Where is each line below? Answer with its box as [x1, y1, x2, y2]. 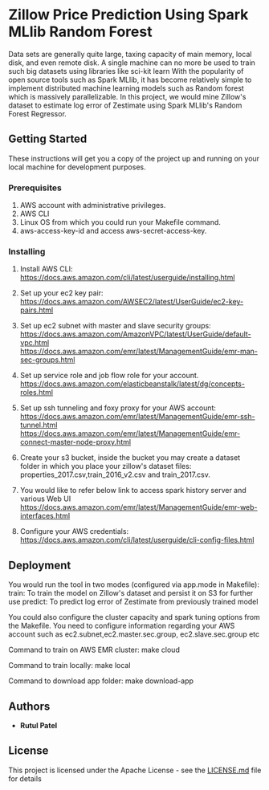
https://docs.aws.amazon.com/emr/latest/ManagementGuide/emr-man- [19, 347, 259, 356]
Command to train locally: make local [8, 661, 131, 670]
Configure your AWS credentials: [19, 527, 129, 536]
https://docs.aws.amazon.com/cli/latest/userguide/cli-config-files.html [19, 535, 255, 545]
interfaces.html [19, 511, 71, 521]
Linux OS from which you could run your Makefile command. [19, 218, 221, 227]
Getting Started [8, 132, 88, 146]
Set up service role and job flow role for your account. [19, 371, 199, 381]
